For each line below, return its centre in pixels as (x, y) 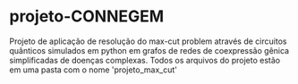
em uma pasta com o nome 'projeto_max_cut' (93, 70)
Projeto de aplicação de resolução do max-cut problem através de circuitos (148, 41)
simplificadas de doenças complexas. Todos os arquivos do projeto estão (145, 60)
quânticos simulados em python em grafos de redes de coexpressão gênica (149, 50)
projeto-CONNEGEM (87, 17)
